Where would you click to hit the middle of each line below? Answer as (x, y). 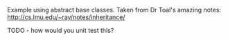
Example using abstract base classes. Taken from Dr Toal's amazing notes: (114, 10)
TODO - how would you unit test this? (61, 30)
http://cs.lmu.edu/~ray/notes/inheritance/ (67, 17)
